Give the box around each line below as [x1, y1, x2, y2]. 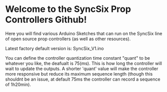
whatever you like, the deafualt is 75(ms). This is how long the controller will [5, 60, 162, 66]
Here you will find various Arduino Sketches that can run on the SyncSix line [5, 30, 162, 36]
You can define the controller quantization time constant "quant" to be [5, 55, 150, 61]
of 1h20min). [5, 81, 31, 88]
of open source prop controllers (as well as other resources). [5, 36, 131, 42]
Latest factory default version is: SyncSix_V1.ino [5, 45, 104, 51]
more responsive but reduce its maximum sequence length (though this [5, 71, 153, 77]
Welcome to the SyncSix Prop [5, 3, 131, 15]
